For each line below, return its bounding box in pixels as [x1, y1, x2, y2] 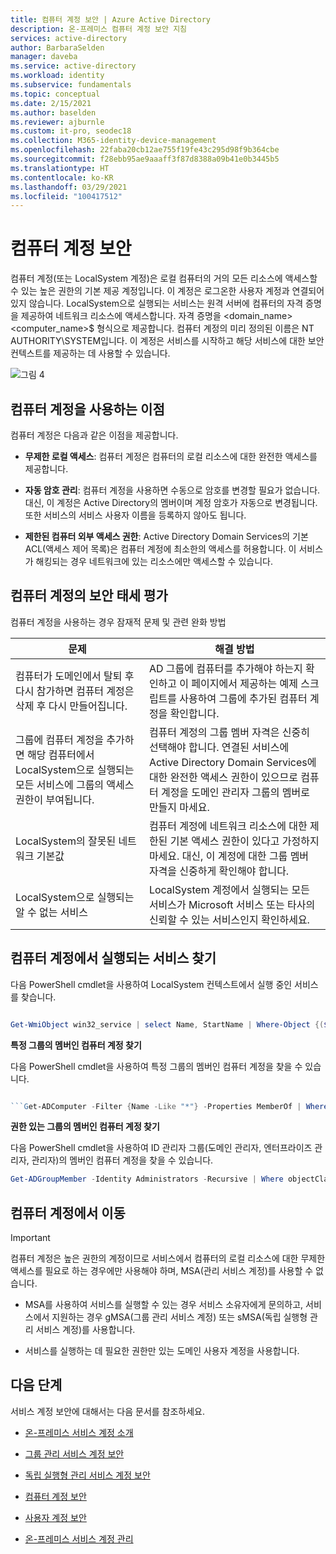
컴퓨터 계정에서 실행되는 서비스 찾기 [10, 950, 217, 967]
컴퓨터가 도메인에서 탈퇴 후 [15, 669, 135, 683]
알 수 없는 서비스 [15, 905, 88, 919]
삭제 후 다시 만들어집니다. [15, 699, 128, 713]
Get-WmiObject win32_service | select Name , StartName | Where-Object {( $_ [10, 1019, 333, 1030]
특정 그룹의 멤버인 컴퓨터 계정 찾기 [10, 1039, 142, 1051]
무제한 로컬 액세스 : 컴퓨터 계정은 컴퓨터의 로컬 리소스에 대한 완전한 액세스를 [24, 451, 318, 462]
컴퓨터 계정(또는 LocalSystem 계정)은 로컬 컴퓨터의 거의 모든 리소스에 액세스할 [10, 272, 318, 285]
